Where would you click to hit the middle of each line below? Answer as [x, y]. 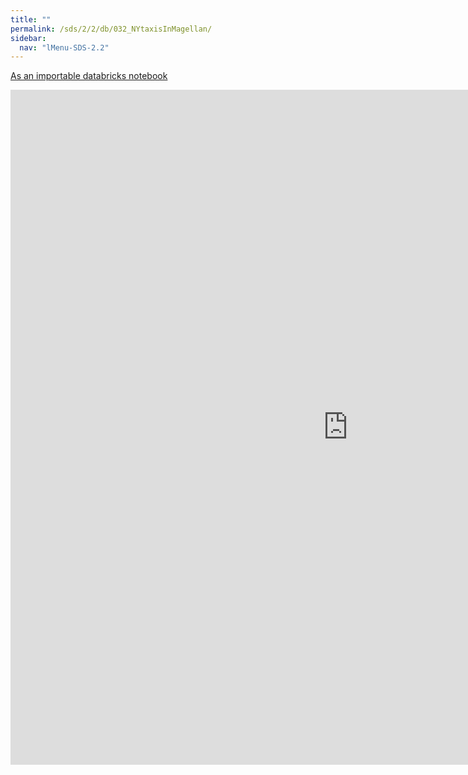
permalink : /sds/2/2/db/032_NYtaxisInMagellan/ [111, 29]
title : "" [31, 19]
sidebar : [28, 38]
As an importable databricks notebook [89, 76]
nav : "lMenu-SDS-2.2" [64, 47]
